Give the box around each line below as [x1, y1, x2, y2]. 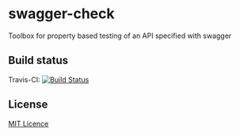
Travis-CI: [8, 74, 41, 84]
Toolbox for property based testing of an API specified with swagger [8, 31, 232, 40]
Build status [8, 54, 69, 67]
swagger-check [8, 5, 115, 23]
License [8, 98, 48, 111]
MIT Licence [8, 119, 49, 128]
